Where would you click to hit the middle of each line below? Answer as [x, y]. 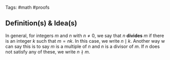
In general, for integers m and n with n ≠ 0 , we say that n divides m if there [85, 36]
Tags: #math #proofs [27, 7]
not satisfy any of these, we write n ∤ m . [48, 52]
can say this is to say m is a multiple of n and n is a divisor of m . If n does [83, 46]
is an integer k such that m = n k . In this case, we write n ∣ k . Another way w [85, 41]
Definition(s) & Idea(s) [41, 23]
